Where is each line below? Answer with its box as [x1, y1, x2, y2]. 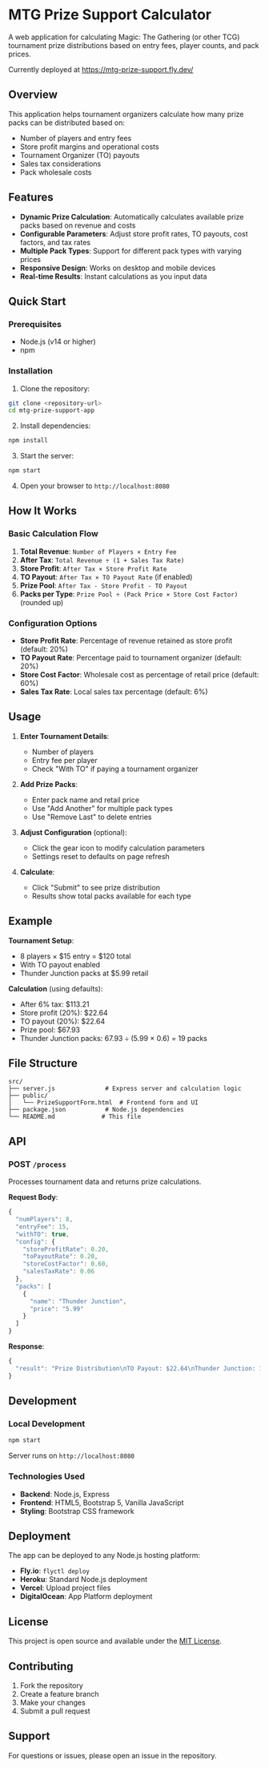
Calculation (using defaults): [8, 983, 103, 993]
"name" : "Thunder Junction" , [29, 1297, 127, 1306]
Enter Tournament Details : [19, 731, 110, 741]
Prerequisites [8, 318, 62, 329]
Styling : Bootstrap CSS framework [19, 1506, 134, 1516]
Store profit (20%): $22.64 [19, 1007, 108, 1017]
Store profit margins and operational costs [19, 142, 159, 151]
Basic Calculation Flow [8, 528, 98, 539]
